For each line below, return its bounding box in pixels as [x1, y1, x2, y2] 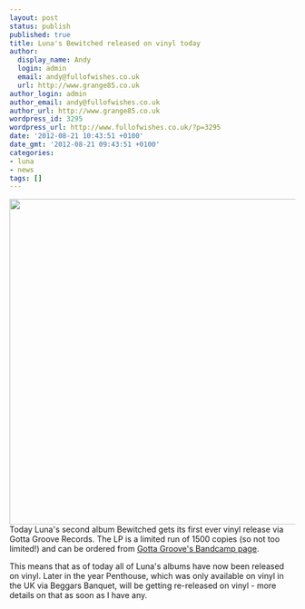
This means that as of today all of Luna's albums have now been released [9, 561, 284, 572]
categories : [9, 148, 54, 157]
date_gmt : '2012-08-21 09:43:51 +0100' [9, 140, 161, 149]
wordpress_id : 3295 [9, 114, 84, 123]
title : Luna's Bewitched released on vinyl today [9, 38, 202, 48]
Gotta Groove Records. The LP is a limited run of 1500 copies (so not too [9, 534, 280, 545]
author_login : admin [9, 89, 88, 98]
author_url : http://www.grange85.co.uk [9, 106, 161, 115]
